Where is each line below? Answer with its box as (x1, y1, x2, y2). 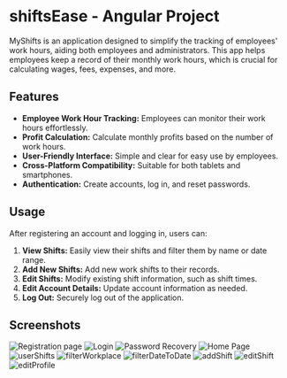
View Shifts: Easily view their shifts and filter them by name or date (21, 245, 268, 256)
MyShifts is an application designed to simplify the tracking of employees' (9, 35, 278, 46)
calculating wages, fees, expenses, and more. (9, 64, 177, 74)
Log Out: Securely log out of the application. (21, 292, 185, 303)
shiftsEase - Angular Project (9, 6, 220, 27)
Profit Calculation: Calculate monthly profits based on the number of (21, 131, 274, 143)
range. (21, 254, 46, 265)
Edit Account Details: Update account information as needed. (21, 282, 248, 293)
